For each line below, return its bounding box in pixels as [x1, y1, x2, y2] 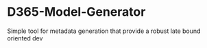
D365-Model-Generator [7, 4, 146, 20]
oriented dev [7, 34, 43, 42]
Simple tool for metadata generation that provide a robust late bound [7, 27, 201, 35]
